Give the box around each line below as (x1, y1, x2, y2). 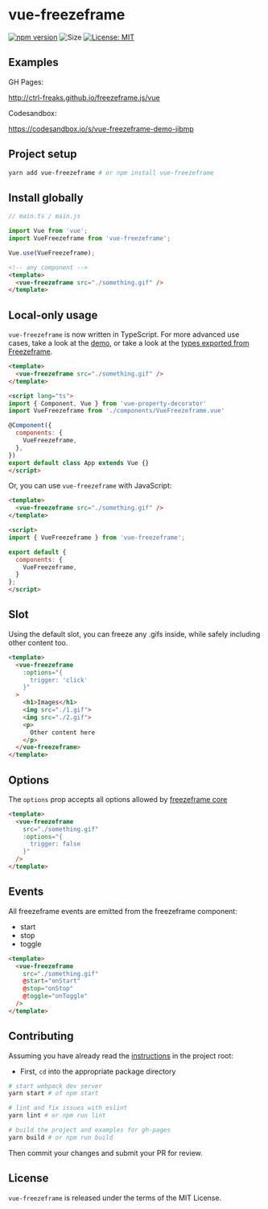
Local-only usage (8, 308, 98, 322)
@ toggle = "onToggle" (23, 992, 89, 1000)
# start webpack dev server (8, 1082, 103, 1090)
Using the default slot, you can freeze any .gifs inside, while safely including (8, 629, 261, 638)
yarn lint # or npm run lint (8, 1111, 106, 1120)
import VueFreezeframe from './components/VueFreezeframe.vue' (8, 407, 225, 415)
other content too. (8, 638, 68, 647)
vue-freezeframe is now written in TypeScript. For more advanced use (8, 330, 240, 339)
